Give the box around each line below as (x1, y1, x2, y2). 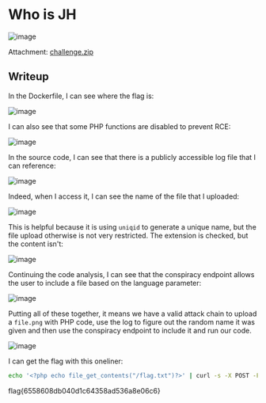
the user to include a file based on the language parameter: (8, 278, 202, 287)
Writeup (8, 70, 49, 84)
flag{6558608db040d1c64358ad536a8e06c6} (8, 386, 161, 395)
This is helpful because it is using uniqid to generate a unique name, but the (8, 222, 257, 231)
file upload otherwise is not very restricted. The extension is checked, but (8, 230, 249, 240)
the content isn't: (8, 239, 63, 249)
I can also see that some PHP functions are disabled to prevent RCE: (8, 121, 231, 131)
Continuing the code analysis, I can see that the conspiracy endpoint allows (8, 269, 255, 279)
